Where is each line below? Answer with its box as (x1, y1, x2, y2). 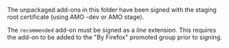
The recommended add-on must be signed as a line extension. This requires (7, 26, 217, 34)
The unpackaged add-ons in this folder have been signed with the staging (7, 6, 217, 14)
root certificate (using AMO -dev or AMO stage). (7, 13, 144, 21)
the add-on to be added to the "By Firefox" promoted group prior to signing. (7, 33, 222, 41)
